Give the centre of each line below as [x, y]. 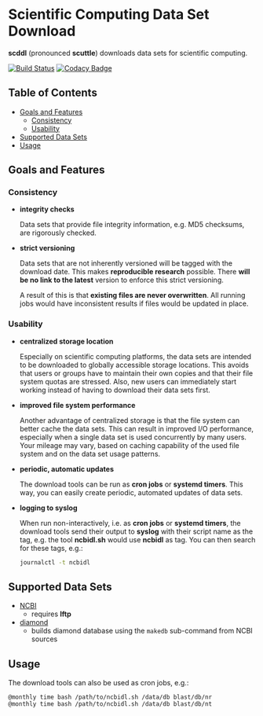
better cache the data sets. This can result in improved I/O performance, [136, 428]
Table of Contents [53, 93]
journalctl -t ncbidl [55, 562]
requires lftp [51, 614]
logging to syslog [48, 508]
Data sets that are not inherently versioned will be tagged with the [126, 263]
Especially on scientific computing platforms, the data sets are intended [135, 356]
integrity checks [47, 209]
